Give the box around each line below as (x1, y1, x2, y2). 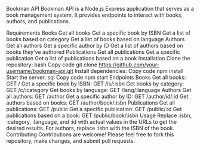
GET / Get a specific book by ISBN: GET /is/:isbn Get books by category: (6, 80, 184, 87)
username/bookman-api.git (6, 68, 73, 74)
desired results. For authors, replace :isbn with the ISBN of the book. (6, 125, 175, 131)
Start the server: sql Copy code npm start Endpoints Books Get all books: (6, 74, 186, 81)
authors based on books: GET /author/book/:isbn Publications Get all (6, 99, 175, 106)
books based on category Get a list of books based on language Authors (6, 36, 185, 42)
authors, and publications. (6, 18, 70, 25)
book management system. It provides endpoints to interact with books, (6, 11, 183, 19)
